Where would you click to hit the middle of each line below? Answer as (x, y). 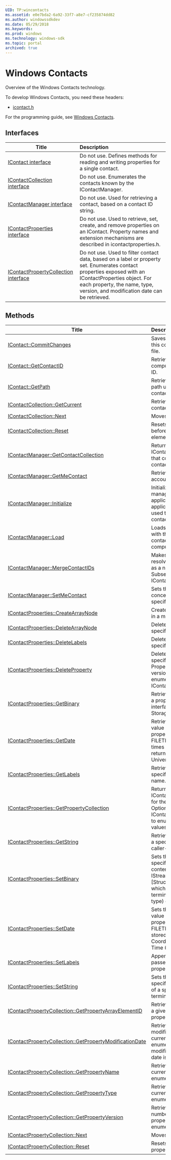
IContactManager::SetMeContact (47, 596)
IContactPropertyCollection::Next (48, 1135)
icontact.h (23, 107)
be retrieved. (95, 297)
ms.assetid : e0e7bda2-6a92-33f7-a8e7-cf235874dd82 (60, 15)
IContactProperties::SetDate (41, 929)
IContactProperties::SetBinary (44, 879)
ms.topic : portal (24, 43)
